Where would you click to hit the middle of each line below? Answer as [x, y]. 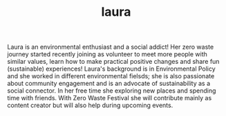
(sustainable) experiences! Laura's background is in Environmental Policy [111, 69]
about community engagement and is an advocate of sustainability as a [109, 84]
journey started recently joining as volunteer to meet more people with [107, 54]
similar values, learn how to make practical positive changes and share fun [113, 62]
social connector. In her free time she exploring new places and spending [112, 91]
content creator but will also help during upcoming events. [90, 105]
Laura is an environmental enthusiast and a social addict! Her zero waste [111, 47]
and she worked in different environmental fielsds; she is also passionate [111, 76]
